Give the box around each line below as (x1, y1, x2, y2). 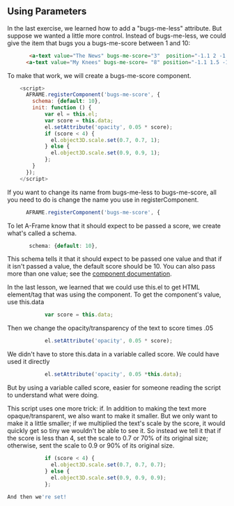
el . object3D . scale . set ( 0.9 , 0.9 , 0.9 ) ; (51, 474, 167, 481)
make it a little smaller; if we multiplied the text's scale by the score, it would (7, 419, 226, 427)
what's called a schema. (7, 229, 77, 237)
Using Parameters (7, 6, 87, 17)
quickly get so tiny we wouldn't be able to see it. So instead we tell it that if (7, 427, 221, 435)
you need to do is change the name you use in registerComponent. (7, 195, 199, 204)
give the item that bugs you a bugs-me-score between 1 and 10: (7, 38, 190, 47)
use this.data (7, 298, 45, 306)
